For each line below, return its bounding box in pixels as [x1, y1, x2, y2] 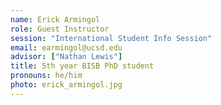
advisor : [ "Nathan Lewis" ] [10, 52, 123, 62]
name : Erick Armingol [10, 14, 101, 25]
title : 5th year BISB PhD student [10, 61, 155, 71]
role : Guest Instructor [10, 24, 110, 34]
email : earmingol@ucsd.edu [10, 42, 123, 53]
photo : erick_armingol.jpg [10, 80, 123, 90]
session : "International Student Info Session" [10, 33, 213, 43]
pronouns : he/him [10, 71, 83, 81]
